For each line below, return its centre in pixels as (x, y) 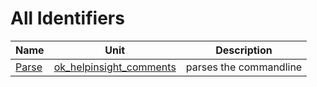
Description (244, 50)
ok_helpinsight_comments (115, 67)
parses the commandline (244, 67)
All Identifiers (67, 18)
